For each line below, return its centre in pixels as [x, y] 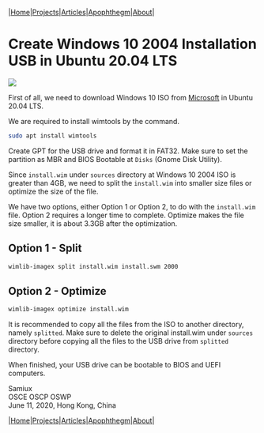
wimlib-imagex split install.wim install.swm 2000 [93, 266]
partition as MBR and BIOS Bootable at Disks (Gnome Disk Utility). [115, 159]
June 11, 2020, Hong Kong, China [62, 405]
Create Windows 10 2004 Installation [132, 44]
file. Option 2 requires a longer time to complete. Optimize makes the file [126, 215]
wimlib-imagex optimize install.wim [68, 309]
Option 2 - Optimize [57, 291]
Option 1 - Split [45, 249]
